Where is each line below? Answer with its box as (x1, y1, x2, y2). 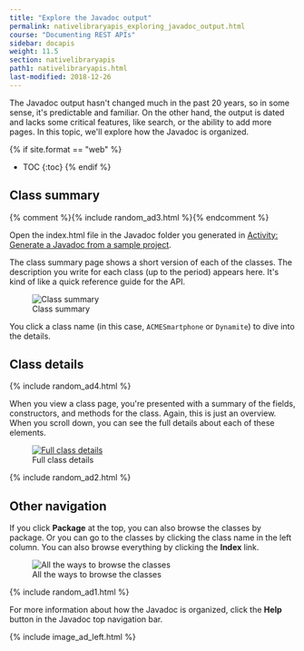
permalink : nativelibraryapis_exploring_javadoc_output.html (9, 22, 246, 31)
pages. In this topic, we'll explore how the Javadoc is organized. (9, 126, 250, 137)
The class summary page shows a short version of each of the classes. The (9, 256, 293, 268)
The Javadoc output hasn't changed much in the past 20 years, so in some (9, 97, 290, 108)
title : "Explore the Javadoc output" (9, 13, 152, 23)
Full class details (32, 455, 94, 466)
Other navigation (9, 498, 107, 514)
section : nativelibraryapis (9, 55, 116, 64)
